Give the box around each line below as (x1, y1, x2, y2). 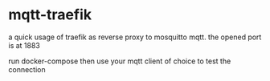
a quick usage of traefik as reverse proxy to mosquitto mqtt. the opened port (8, 32, 262, 42)
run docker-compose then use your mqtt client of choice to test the (8, 56, 231, 66)
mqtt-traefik (8, 6, 92, 24)
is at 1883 (8, 40, 40, 50)
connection (8, 64, 46, 74)
